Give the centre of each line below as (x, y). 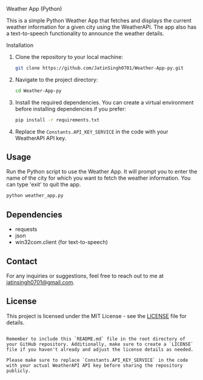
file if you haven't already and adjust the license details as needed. (100, 349)
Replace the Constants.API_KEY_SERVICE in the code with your (92, 131)
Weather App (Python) (34, 9)
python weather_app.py (35, 196)
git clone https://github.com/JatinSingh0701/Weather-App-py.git (99, 68)
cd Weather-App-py (38, 90)
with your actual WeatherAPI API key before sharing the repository (95, 365)
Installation (20, 45)
